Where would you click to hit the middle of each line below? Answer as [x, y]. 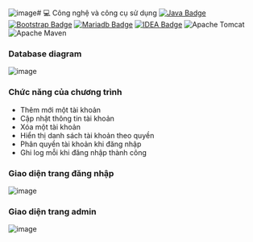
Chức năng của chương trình [65, 92]
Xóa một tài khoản [50, 127]
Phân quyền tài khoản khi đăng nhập [81, 144]
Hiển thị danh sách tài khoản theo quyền [87, 135]
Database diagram [45, 54]
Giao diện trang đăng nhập [61, 173]
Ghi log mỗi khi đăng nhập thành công [83, 152]
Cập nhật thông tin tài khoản [67, 118]
